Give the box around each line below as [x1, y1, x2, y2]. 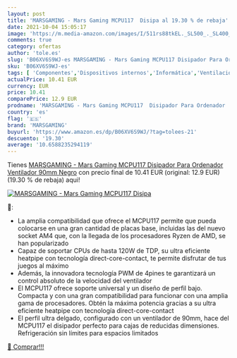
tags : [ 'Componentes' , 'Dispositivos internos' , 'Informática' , [7, 69, 197, 76]
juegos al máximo [17, 261, 69, 270]
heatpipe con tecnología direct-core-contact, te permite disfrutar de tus [17, 254, 227, 263]
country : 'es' [7, 109, 49, 116]
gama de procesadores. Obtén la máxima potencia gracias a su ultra [17, 299, 217, 307]
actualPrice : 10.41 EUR [7, 75, 78, 83]
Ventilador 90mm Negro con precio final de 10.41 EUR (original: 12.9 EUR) [7, 168, 220, 177]
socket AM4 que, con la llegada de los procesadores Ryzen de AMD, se [17, 232, 226, 240]
